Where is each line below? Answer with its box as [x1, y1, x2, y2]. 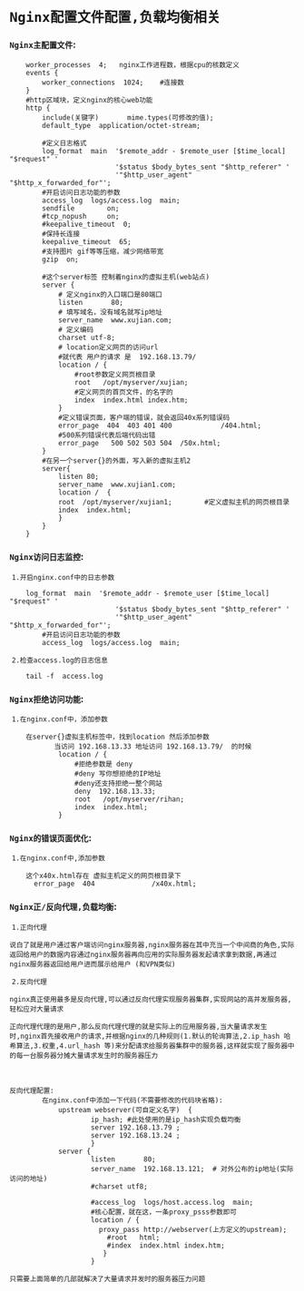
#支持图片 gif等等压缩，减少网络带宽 [42, 247, 164, 257]
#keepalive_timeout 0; [42, 220, 132, 230]
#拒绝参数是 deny [74, 759, 133, 769]
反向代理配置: [9, 1086, 54, 1095]
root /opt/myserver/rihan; [74, 795, 184, 804]
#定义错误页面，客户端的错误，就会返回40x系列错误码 [57, 414, 230, 423]
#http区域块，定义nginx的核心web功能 [25, 96, 153, 105]
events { [25, 69, 59, 78]
